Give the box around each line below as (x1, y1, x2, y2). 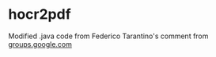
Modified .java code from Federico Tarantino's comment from (8, 31, 209, 41)
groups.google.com (8, 39, 73, 48)
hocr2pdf (8, 5, 71, 23)
